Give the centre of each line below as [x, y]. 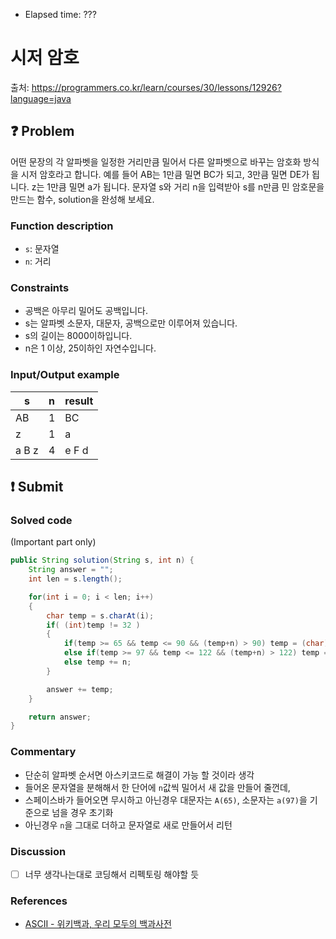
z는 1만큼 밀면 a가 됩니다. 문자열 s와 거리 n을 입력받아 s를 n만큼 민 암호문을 [178, 186]
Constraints [40, 287]
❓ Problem [42, 131]
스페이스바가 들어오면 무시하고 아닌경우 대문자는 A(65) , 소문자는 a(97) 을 [166, 800]
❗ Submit [37, 487]
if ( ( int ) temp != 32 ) [93, 625]
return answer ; [60, 717]
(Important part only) [53, 542]
